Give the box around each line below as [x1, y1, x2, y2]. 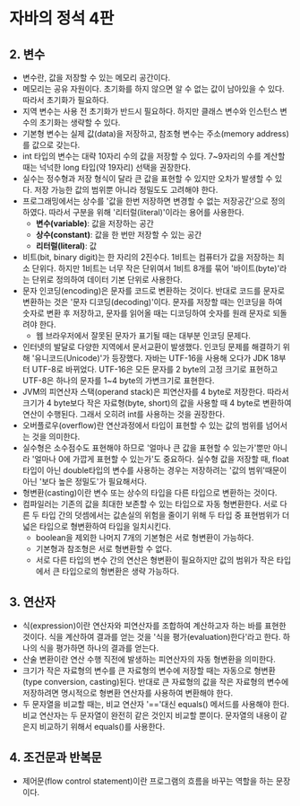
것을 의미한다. [31, 432, 81, 442]
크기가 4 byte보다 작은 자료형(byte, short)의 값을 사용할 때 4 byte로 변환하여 [21, 398, 292, 408]
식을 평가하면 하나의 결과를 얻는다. [39, 643, 159, 653]
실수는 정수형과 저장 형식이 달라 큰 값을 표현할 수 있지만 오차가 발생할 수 [21, 173, 273, 184]
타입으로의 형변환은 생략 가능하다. [62, 566, 180, 576]
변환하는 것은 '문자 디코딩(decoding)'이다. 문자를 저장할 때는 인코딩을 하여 [21, 297, 283, 307]
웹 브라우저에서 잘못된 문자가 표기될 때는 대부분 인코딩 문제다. [35, 330, 251, 341]
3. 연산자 [9, 594, 56, 610]
